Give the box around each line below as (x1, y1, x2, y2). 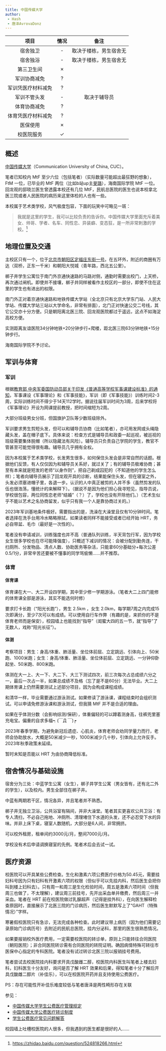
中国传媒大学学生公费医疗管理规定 (12, 1003, 82, 1009)
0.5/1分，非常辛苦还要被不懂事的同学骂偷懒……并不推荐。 (5, 550, 122, 556)
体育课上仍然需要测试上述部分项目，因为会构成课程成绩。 (9, 684, 126, 690)
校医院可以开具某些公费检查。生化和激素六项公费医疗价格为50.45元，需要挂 (5, 872, 160, 877)
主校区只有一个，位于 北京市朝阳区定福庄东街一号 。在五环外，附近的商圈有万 (5, 256, 161, 262)
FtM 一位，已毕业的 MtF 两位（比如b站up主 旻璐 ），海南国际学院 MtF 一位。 (5, 180, 158, 186)
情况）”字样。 (5, 909, 31, 915)
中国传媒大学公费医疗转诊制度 (12, 1009, 73, 1015)
